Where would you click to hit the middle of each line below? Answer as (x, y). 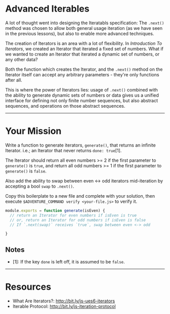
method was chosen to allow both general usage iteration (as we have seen (84, 28)
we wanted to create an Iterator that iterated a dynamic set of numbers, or (82, 54)
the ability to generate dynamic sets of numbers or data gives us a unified (82, 95)
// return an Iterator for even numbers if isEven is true (73, 215)
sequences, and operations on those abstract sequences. (65, 106)
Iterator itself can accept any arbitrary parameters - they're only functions (82, 74)
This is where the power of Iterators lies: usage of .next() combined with (82, 89)
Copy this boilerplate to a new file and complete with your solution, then (80, 196)
